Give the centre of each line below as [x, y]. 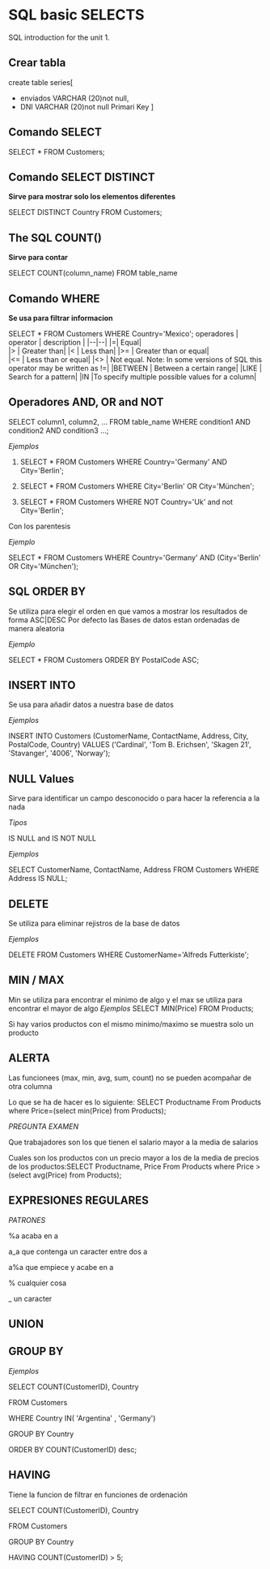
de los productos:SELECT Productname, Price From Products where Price [131, 1166]
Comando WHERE [54, 299]
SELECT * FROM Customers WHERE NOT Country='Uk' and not [126, 502]
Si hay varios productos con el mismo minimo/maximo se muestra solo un [131, 1024]
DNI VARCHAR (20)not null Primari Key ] [87, 106]
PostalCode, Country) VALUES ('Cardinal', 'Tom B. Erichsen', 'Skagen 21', [130, 745]
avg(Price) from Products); [77, 1175]
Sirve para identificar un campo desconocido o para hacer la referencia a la [134, 798]
